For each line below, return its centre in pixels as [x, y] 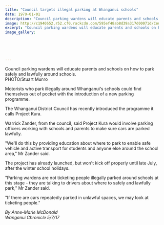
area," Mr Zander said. [28, 154]
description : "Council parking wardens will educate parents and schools [82, 19]
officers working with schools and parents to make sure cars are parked [77, 129]
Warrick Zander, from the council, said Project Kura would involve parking [79, 123]
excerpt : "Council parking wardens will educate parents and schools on [81, 28]
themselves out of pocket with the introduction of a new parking [70, 94]
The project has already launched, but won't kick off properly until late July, [81, 163]
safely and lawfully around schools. [41, 74]
